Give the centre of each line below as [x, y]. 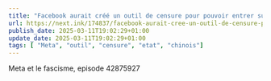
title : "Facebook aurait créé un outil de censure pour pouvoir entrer [131, 16]
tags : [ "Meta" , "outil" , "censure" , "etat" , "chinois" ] [106, 46]
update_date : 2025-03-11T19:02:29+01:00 [77, 38]
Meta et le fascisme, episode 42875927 [74, 68]
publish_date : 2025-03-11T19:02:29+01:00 [79, 30]
